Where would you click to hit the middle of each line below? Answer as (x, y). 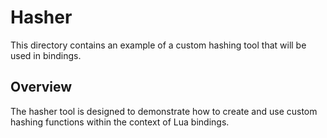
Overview (41, 87)
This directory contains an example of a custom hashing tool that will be (158, 45)
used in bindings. (46, 55)
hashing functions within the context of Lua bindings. (120, 122)
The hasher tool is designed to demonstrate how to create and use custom (164, 111)
